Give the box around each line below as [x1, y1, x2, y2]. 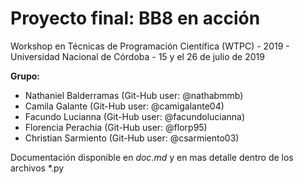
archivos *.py [10, 162, 65, 174]
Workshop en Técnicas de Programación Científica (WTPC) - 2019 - [10, 40, 290, 52]
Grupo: [10, 70, 41, 82]
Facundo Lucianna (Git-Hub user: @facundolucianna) [24, 110, 246, 122]
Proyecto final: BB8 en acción [10, 7, 261, 30]
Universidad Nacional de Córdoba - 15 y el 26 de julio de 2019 [10, 50, 265, 62]
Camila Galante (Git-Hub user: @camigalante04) [24, 100, 225, 112]
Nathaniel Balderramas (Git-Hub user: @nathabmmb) [24, 89, 244, 101]
